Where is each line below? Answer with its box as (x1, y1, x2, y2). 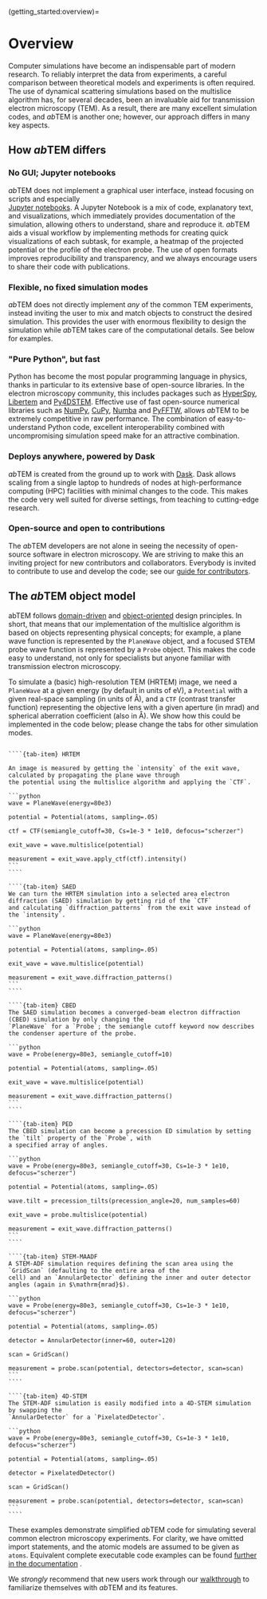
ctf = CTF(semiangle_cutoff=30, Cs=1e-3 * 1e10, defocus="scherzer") (8, 827, 245, 835)
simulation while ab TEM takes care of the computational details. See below (8, 325, 255, 334)
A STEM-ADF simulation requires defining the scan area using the (8, 1259, 234, 1267)
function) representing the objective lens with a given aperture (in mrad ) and (8, 702, 260, 712)
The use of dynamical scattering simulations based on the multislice (8, 86, 232, 96)
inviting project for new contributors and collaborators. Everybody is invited (8, 557, 257, 567)
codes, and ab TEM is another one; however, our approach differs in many (8, 112, 250, 121)
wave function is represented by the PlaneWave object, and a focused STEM (8, 636, 256, 645)
